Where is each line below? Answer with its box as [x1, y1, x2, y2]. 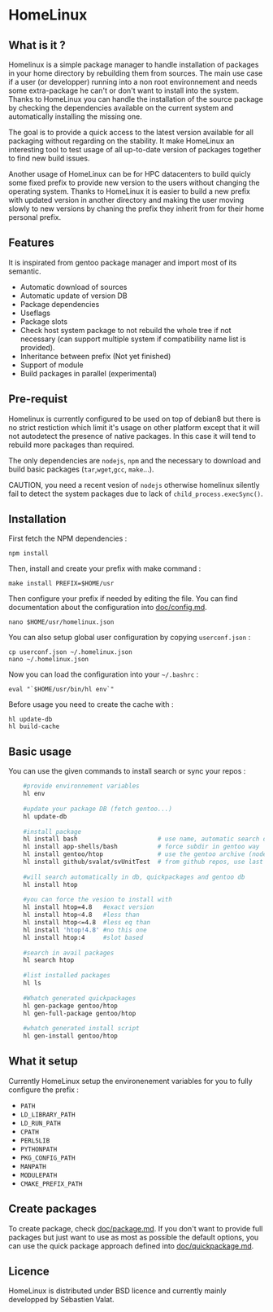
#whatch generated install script [23, 1025, 140, 1033]
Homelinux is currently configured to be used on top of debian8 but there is [8, 414, 262, 423]
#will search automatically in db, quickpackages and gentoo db [23, 873, 245, 881]
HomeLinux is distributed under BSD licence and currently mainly [8, 1286, 227, 1296]
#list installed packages [23, 972, 111, 980]
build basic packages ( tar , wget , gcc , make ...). [8, 464, 154, 474]
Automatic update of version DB [19, 291, 128, 301]
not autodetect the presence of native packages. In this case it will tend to [8, 431, 256, 441]
